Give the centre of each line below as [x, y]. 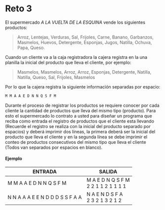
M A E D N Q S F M [108, 180]
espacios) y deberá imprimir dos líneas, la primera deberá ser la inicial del [80, 131]
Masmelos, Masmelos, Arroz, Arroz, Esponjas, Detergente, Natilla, [84, 72]
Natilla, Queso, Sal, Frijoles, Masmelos [56, 77]
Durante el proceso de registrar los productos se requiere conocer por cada [82, 105]
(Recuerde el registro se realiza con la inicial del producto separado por [78, 126]
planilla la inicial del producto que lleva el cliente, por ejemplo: [68, 62]
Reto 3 [19, 9]
